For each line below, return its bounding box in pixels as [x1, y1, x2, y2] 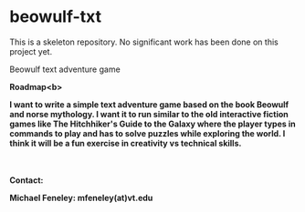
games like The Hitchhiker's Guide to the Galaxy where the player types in [9, 118, 296, 129]
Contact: [9, 175, 44, 186]
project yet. [9, 45, 53, 56]
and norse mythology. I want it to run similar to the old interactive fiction [9, 108, 289, 119]
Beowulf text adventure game [9, 64, 121, 75]
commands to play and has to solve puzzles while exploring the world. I [9, 127, 286, 138]
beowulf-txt [9, 6, 102, 27]
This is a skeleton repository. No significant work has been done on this [9, 36, 279, 47]
